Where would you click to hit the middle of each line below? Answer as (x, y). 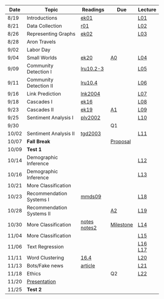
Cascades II (40, 110)
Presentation (41, 282)
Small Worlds (42, 57)
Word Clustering (45, 258)
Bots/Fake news (45, 265)
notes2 (89, 228)
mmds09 (91, 196)
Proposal (121, 141)
